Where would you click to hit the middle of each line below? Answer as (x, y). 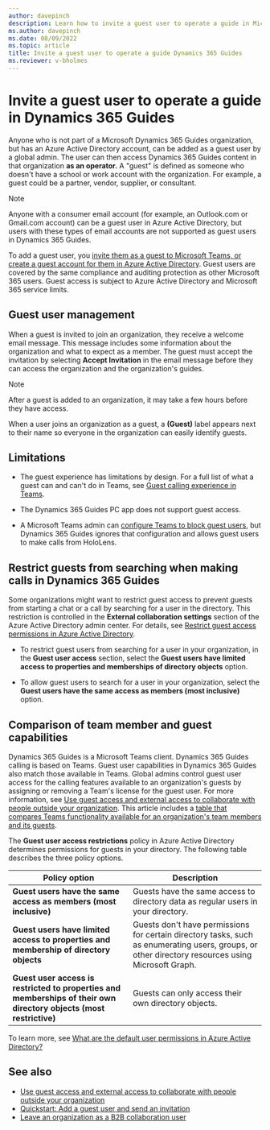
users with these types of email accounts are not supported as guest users (133, 231)
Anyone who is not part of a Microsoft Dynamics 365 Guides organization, (131, 140)
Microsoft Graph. (164, 965)
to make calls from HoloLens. (68, 542)
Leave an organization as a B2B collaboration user (103, 1117)
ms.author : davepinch (45, 31)
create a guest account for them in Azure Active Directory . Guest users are (132, 263)
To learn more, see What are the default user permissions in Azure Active (130, 1038)
